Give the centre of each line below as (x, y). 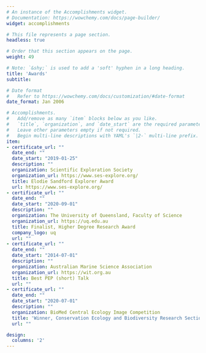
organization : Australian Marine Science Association (82, 267)
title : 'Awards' (27, 74)
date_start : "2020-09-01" (45, 204)
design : (16, 335)
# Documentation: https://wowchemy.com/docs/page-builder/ (83, 18)
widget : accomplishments (38, 23)
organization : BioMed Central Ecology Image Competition (86, 312)
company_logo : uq (34, 233)
